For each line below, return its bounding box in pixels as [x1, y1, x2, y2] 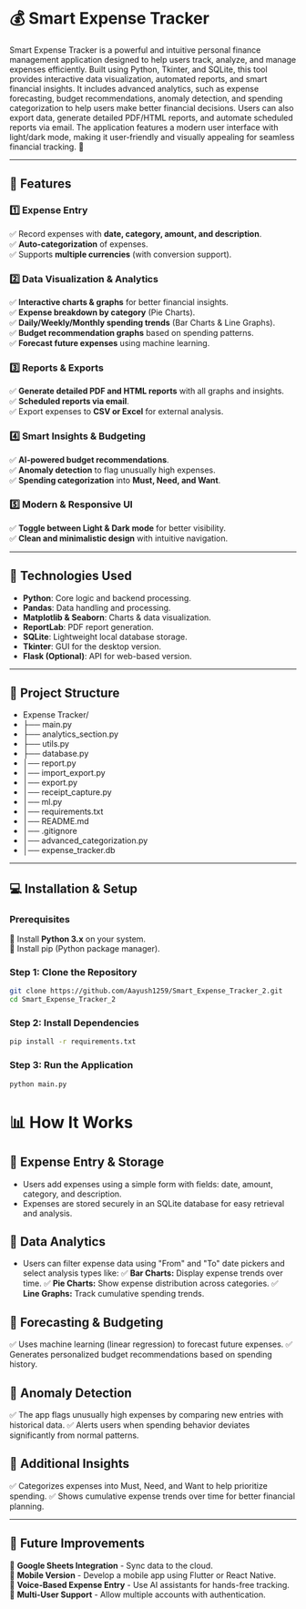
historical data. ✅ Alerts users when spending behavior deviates [9, 1419, 250, 1431]
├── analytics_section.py [22, 728, 119, 739]
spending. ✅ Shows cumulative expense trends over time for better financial [9, 1491, 296, 1502]
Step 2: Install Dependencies [9, 1017, 139, 1030]
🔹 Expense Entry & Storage [9, 1155, 165, 1170]
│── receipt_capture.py [22, 787, 112, 798]
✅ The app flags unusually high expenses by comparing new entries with [9, 1409, 284, 1420]
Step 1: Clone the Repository [9, 966, 138, 979]
